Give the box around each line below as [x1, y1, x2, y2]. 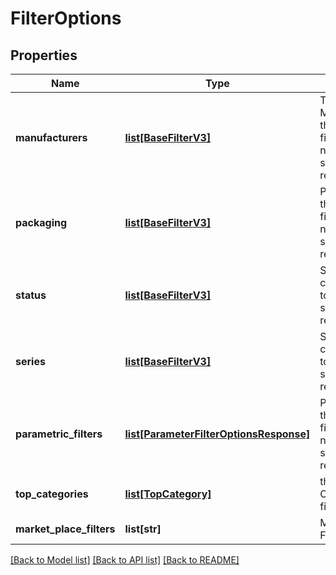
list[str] [124, 522, 162, 536]
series [15, 355, 46, 368]
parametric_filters [15, 427, 103, 441]
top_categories [15, 487, 89, 501]
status [15, 288, 47, 302]
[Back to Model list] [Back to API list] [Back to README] [10, 554, 240, 566]
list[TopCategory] [124, 487, 212, 501]
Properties [10, 47, 78, 64]
